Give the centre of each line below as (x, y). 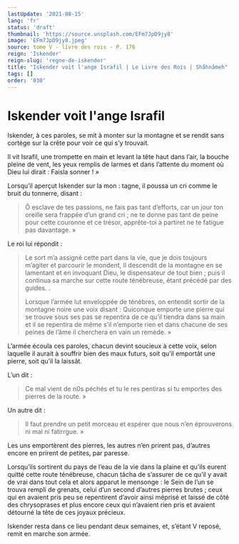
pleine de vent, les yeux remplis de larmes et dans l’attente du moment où (116, 164)
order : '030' (27, 80)
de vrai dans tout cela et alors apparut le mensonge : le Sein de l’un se (111, 482)
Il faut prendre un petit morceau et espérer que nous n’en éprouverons (128, 424)
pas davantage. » (50, 230)
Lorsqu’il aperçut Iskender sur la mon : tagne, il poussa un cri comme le (112, 186)
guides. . (38, 288)
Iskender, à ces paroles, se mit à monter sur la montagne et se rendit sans (116, 136)
